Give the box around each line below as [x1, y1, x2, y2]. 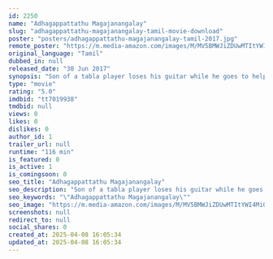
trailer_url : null [8, 140, 71, 149]
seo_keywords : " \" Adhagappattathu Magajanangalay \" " [8, 192, 191, 201]
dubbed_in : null [8, 58, 63, 66]
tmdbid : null [8, 102, 53, 110]
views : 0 [8, 110, 38, 119]
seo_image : [8, 201, 45, 209]
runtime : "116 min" [8, 148, 75, 156]
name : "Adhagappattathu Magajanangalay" [8, 19, 148, 28]
